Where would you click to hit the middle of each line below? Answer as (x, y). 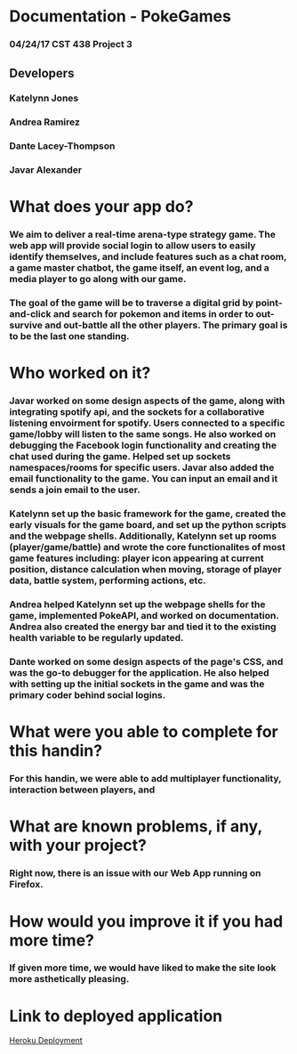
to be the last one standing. (69, 336)
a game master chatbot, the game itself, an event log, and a (139, 268)
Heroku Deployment (46, 1041)
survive (26, 325)
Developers (42, 73)
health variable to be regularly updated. (96, 638)
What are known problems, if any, (136, 827)
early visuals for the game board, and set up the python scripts (148, 525)
